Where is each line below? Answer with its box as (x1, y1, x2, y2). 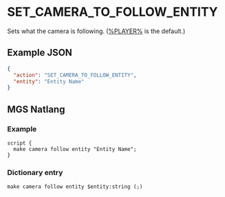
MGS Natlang (7, 103, 65, 115)
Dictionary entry (7, 167, 63, 177)
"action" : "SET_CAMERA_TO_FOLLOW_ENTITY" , (13, 72, 137, 79)
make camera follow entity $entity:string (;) (7, 183, 143, 190)
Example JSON (7, 47, 72, 59)
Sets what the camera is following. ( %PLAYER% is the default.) (7, 27, 186, 35)
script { (7, 139, 32, 147)
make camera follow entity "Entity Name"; (13, 145, 137, 152)
